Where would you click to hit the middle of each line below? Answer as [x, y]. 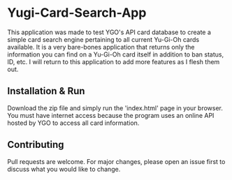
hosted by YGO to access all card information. [73, 123]
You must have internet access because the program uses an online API [111, 115]
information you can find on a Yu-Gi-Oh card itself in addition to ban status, [116, 54]
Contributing [36, 145]
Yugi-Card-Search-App [77, 13]
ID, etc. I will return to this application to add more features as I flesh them [114, 61]
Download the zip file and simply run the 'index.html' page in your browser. [115, 108]
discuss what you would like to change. [64, 169]
